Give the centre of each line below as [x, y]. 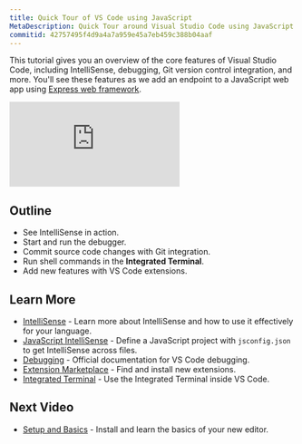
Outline [30, 211]
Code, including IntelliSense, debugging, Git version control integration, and [151, 70]
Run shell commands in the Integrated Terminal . [113, 261]
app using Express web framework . [76, 89]
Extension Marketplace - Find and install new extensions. [129, 369]
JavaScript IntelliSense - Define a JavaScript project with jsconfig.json [157, 340]
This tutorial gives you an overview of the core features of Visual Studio [143, 61]
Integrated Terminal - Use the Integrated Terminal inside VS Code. [146, 379]
